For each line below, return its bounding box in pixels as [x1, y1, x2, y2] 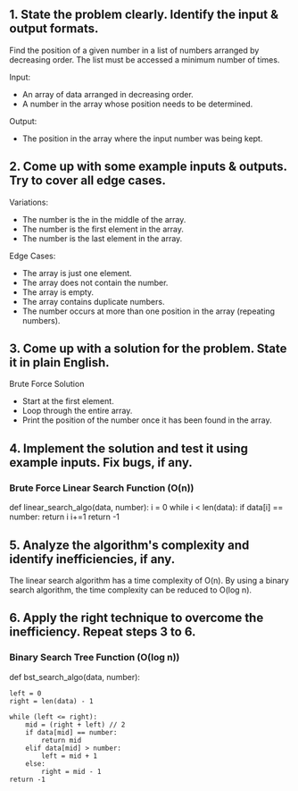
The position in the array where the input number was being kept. [21, 133, 263, 144]
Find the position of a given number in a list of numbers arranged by [9, 45, 260, 55]
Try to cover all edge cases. [9, 173, 167, 189]
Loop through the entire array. [21, 406, 133, 417]
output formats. [9, 21, 99, 37]
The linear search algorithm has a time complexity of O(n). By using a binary [9, 575, 290, 585]
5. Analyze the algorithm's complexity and [9, 537, 250, 552]
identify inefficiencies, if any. [9, 551, 176, 567]
